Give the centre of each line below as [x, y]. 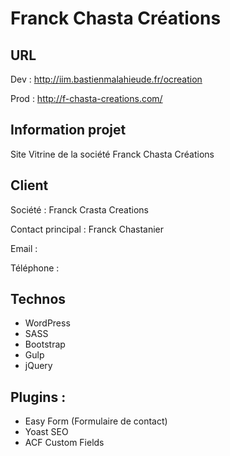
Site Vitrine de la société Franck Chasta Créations [112, 154]
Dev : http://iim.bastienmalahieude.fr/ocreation [106, 79]
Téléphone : [35, 268]
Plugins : [38, 397]
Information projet [68, 130]
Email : [24, 248]
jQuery [38, 366]
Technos [38, 299]
